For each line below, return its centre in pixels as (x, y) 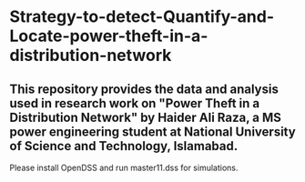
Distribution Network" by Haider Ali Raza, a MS (146, 117)
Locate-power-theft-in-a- (109, 36)
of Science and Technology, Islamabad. (124, 146)
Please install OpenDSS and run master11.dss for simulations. (124, 167)
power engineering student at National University (152, 131)
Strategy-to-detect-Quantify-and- (142, 17)
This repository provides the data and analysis (144, 89)
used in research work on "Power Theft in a (135, 103)
